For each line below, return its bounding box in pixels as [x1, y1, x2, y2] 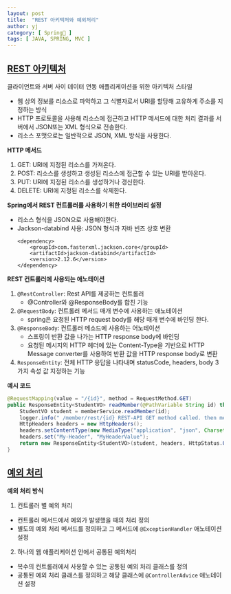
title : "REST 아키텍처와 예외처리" [7, 16, 100, 23]
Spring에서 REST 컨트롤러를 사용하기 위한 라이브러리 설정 [7, 201, 162, 209]
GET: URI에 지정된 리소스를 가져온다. [16, 160, 116, 168]
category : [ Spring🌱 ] [7, 29, 72, 36]
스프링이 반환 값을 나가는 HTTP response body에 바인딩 [27, 332, 180, 340]
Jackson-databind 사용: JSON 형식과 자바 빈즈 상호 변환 [16, 224, 171, 232]
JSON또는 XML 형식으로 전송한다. [35, 122, 128, 131]
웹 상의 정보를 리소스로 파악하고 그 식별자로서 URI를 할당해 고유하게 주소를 [16, 97, 217, 105]
